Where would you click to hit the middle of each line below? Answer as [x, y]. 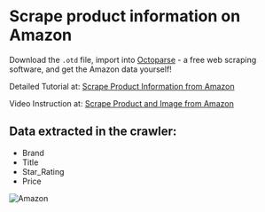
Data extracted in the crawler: [93, 132]
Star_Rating [43, 171]
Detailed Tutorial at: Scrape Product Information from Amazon [122, 86]
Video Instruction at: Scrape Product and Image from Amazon [122, 103]
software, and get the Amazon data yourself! [91, 69]
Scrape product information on [125, 16]
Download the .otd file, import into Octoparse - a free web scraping [133, 59]
